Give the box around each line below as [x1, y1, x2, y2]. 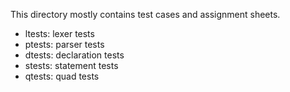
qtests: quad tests [24, 70, 100, 82]
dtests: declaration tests [24, 49, 125, 61]
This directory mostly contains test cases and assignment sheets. [10, 9, 281, 20]
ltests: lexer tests [24, 28, 95, 39]
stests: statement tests [24, 60, 119, 71]
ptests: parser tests [24, 39, 105, 50]
